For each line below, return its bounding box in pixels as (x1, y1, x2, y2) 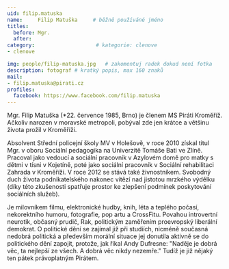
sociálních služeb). (7, 190, 60, 198)
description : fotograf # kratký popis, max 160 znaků (7, 66, 164, 74)
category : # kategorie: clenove (7, 42, 157, 49)
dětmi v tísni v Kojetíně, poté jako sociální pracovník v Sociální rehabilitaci (7, 161, 214, 169)
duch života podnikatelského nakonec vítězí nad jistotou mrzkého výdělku (7, 175, 215, 183)
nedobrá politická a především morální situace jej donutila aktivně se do (7, 232, 209, 240)
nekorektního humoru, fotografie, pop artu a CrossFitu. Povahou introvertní (7, 210, 217, 219)
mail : (7, 73, 23, 80)
